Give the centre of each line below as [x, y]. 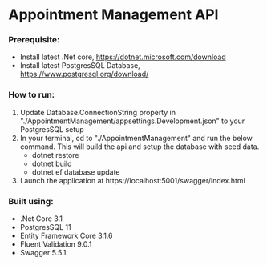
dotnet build [52, 163]
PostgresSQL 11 [45, 227]
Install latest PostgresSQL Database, [80, 66]
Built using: [31, 201]
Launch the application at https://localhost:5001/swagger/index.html [133, 180]
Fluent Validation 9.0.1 [56, 244]
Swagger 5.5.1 [43, 253]
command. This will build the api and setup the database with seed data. [140, 147]
